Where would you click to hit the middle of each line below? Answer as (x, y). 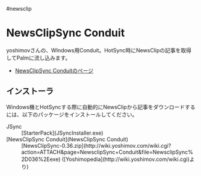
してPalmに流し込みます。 (39, 58)
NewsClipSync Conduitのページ (54, 70)
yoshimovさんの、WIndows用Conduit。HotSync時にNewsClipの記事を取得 (99, 50)
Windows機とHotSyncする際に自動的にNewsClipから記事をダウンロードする (101, 107)
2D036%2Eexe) (41, 159)
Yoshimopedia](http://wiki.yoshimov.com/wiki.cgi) (127, 159)
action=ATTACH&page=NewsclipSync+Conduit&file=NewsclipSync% (107, 152)
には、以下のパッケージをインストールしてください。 (72, 114)
